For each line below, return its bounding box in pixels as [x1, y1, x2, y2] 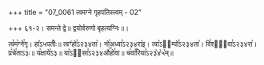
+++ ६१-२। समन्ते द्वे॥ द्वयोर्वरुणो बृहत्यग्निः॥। [8, 24, 130, 32]
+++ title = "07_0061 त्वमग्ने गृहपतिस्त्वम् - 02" [8, 8, 142, 17]
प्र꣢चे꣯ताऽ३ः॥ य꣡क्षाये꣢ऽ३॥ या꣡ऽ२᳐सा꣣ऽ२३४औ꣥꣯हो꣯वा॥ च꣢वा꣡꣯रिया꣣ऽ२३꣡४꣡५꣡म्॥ [8, 48, 174, 57]
